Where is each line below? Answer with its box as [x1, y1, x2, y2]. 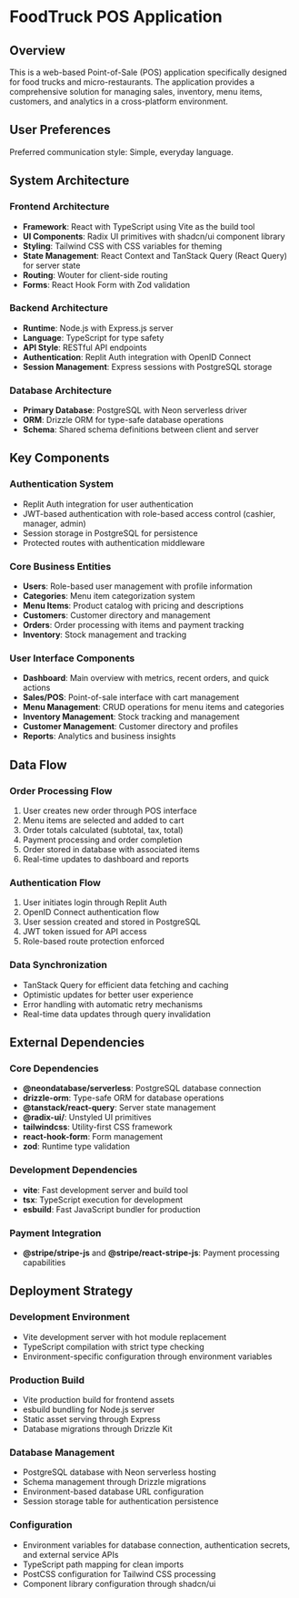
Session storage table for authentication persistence [22, 1496, 219, 1507]
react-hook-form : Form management [22, 1131, 164, 1142]
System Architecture [9, 173, 130, 189]
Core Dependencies [9, 1062, 100, 1075]
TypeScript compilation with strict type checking [22, 1341, 204, 1352]
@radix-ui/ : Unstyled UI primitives [22, 1112, 152, 1123]
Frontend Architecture [9, 201, 110, 213]
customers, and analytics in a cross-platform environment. [9, 96, 229, 107]
